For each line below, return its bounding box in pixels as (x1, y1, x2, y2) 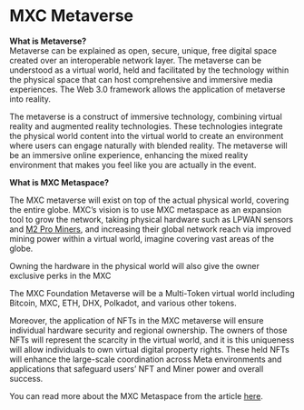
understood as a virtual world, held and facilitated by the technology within (9, 65, 289, 75)
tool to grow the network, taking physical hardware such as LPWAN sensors (9, 214, 293, 225)
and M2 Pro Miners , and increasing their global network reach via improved (9, 224, 292, 235)
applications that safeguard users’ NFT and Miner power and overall (9, 363, 264, 374)
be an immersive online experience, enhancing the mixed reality (9, 149, 249, 160)
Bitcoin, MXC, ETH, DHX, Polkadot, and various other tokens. (9, 297, 238, 308)
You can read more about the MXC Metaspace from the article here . (9, 390, 263, 401)
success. (9, 373, 44, 384)
